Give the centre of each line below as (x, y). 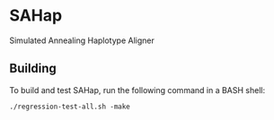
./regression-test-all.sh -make (70, 107)
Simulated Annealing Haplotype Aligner (82, 40)
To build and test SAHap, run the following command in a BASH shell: (137, 90)
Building (33, 69)
